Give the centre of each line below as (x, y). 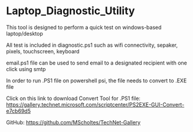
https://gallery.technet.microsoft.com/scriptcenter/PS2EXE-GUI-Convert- (95, 104)
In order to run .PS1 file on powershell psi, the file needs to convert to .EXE (97, 81)
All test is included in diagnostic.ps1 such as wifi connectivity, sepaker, (92, 45)
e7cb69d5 (19, 111)
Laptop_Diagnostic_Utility (71, 11)
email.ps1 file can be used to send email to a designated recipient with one (97, 63)
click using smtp (26, 69)
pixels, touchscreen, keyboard (43, 51)
